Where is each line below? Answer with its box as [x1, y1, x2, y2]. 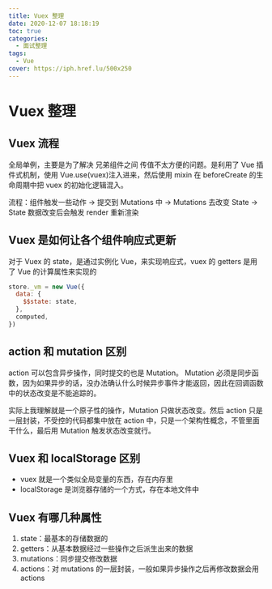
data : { [15, 290, 42, 298]
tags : [8, 49, 27, 58]
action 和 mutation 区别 [8, 345, 127, 359]
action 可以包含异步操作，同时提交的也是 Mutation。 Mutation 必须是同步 [8, 368, 253, 378]
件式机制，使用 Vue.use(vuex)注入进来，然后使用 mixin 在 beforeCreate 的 [8, 169, 257, 179]
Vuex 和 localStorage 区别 [8, 451, 141, 466]
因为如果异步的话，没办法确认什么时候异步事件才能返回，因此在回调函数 [22, 378, 264, 387]
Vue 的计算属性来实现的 [17, 267, 97, 276]
